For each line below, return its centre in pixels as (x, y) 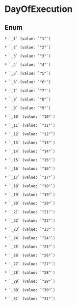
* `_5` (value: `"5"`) (28, 73)
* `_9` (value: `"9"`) (28, 108)
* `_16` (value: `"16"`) (30, 169)
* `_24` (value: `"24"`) (30, 238)
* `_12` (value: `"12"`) (30, 134)
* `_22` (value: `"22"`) (30, 221)
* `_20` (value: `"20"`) (30, 204)
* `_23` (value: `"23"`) (30, 229)
